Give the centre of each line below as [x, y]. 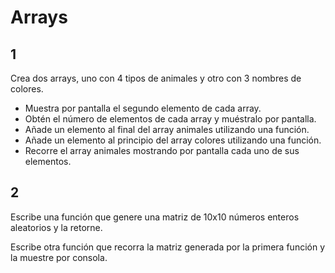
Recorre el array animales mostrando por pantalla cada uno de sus [162, 150]
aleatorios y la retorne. [56, 227]
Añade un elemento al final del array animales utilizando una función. [167, 129]
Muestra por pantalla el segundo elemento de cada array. [143, 108]
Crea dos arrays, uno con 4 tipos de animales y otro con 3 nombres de [156, 78]
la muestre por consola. [59, 257]
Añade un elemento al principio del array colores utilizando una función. [173, 140]
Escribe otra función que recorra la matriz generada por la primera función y [168, 247]
